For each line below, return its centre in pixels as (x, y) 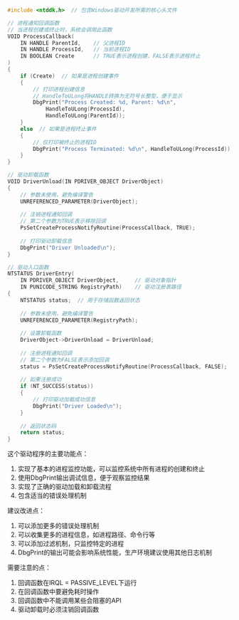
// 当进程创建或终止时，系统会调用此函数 (60, 30)
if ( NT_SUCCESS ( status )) (57, 387)
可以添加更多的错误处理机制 (58, 526)
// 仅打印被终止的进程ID (65, 142)
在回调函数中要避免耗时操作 (58, 592)
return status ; (43, 433)
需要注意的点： (29, 568)
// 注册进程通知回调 (46, 353)
